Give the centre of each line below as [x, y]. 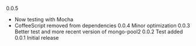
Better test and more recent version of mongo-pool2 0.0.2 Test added [99, 32]
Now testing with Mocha [44, 19]
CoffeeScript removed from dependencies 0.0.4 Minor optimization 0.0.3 [102, 26]
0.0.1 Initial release [37, 38]
